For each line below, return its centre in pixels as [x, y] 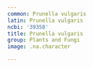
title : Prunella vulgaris [45, 33]
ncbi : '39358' [28, 27]
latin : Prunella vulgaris [45, 20]
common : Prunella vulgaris [47, 14]
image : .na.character [39, 47]
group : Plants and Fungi [44, 40]
